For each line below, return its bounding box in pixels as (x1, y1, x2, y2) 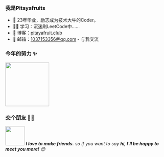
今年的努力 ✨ (5, 50, 37, 57)
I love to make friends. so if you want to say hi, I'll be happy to (25, 140, 159, 146)
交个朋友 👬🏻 (5, 114, 35, 121)
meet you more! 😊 (5, 146, 45, 152)
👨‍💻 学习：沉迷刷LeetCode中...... (12, 23, 80, 30)
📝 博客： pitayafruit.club (12, 30, 62, 36)
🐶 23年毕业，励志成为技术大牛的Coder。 (12, 17, 99, 23)
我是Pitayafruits (5, 4, 46, 11)
